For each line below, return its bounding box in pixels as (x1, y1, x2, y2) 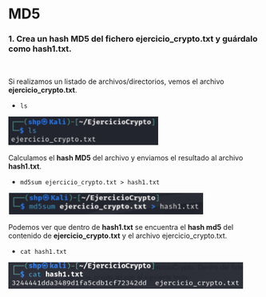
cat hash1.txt (19, 248, 67, 256)
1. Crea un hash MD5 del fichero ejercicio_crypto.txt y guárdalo (8, 34, 258, 45)
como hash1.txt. (8, 43, 72, 54)
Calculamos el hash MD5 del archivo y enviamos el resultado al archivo (8, 152, 244, 162)
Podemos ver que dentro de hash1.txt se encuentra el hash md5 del (8, 223, 234, 232)
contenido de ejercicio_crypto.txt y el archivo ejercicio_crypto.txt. (8, 231, 228, 240)
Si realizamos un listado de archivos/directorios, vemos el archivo (8, 77, 224, 86)
